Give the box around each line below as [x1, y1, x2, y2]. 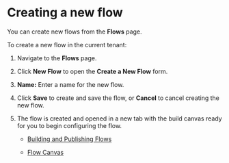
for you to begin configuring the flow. [16, 121, 122, 129]
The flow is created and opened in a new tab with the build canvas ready [16, 114, 222, 123]
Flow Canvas [27, 148, 64, 156]
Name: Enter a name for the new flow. [16, 80, 124, 88]
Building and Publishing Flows [27, 135, 112, 143]
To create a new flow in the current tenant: [7, 40, 127, 49]
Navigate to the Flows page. [16, 53, 97, 62]
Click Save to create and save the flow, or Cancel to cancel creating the [16, 94, 220, 102]
